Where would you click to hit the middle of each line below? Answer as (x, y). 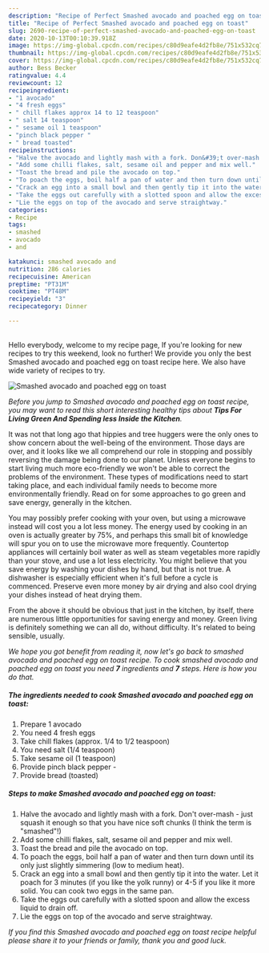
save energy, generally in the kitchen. (70, 502)
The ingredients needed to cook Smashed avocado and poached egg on (131, 695)
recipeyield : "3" (37, 299)
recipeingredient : (39, 90)
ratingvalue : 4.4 (37, 75)
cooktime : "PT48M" (39, 291)
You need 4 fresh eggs (58, 732)
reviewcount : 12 (35, 83)
